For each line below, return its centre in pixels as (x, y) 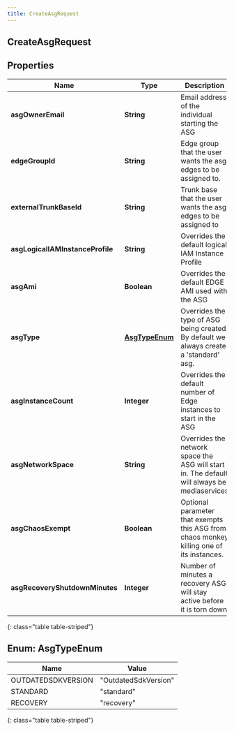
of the (190, 105)
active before (202, 600)
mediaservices (205, 491)
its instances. (202, 554)
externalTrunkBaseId (46, 207)
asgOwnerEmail (38, 115)
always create (203, 346)
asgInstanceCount (42, 401)
